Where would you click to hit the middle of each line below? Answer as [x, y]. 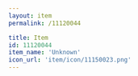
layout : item [30, 16]
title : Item [28, 38]
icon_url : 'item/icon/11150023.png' [70, 60]
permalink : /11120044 [45, 23]
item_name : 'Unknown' [45, 53]
